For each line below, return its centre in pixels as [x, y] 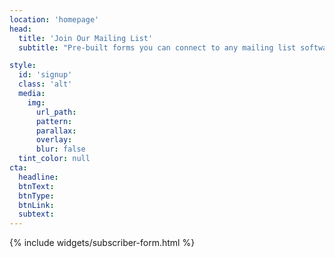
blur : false [60, 149]
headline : [38, 177]
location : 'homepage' [54, 19]
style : [23, 66]
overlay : [54, 140]
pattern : [54, 121]
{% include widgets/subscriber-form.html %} [102, 243]
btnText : [36, 186]
